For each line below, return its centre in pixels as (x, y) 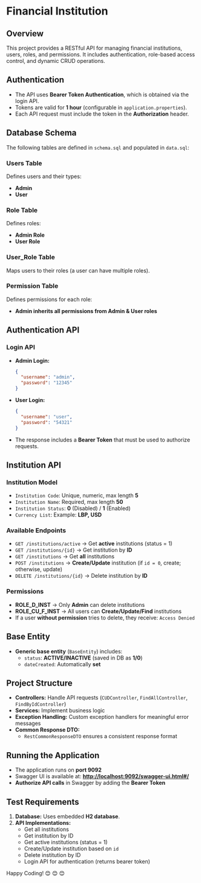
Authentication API (43, 330)
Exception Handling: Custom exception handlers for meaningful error (102, 717)
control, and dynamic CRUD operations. (56, 61)
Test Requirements (43, 802)
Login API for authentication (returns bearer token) (87, 862)
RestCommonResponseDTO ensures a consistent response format (100, 736)
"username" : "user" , (47, 417)
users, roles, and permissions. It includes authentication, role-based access (101, 55)
